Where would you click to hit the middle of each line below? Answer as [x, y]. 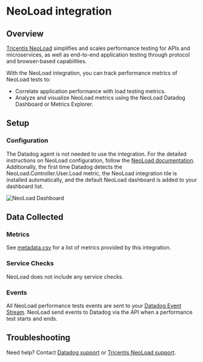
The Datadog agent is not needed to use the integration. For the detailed [96, 154]
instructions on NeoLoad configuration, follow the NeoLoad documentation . [101, 160]
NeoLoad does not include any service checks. [65, 277]
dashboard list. [25, 186]
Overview [25, 34]
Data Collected [35, 217]
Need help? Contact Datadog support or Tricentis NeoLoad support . [91, 352]
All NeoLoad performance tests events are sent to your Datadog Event [94, 305]
